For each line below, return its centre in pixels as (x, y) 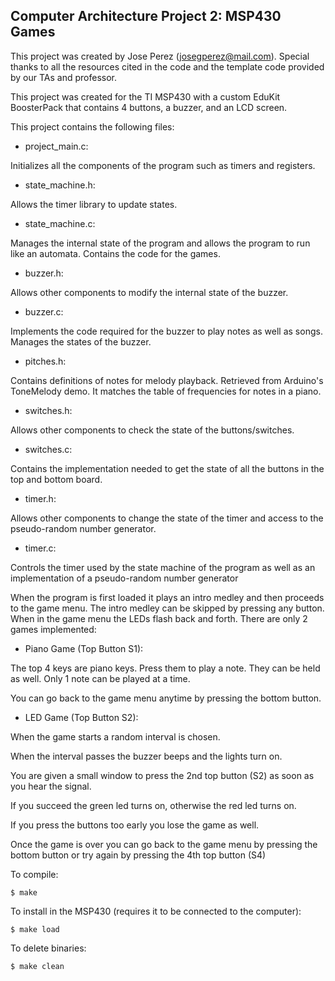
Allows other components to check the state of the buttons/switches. (152, 430)
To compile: (34, 874)
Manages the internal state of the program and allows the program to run (160, 243)
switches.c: (48, 449)
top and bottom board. (56, 479)
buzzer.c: (44, 311)
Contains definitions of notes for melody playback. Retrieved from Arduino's (167, 380)
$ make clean (37, 966)
